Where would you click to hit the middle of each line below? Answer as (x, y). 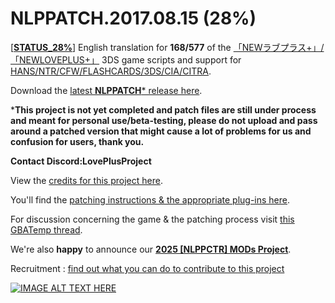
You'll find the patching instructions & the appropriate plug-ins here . (150, 199)
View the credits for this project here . (86, 180)
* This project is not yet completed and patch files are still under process (163, 109)
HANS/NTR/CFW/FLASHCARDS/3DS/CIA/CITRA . (111, 71)
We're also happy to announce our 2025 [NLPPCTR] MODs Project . (151, 249)
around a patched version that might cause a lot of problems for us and (161, 131)
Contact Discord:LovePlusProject (81, 161)
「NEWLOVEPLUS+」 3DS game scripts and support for (126, 59)
